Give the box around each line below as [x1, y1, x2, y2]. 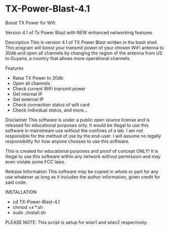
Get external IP [12, 96, 44, 102]
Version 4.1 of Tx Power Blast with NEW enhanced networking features [5, 29, 153, 35]
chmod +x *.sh [12, 204, 43, 210]
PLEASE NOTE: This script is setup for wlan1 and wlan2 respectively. [5, 219, 148, 225]
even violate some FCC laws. [5, 158, 66, 164]
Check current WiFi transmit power [12, 85, 86, 91]
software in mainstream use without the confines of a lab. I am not [5, 127, 143, 134]
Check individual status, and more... [12, 107, 88, 113]
